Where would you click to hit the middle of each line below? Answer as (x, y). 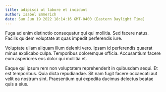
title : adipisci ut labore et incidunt (46, 10)
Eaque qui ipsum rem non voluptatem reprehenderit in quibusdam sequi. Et (82, 68)
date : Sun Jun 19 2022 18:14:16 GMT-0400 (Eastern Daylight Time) (75, 19)
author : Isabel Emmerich (31, 14)
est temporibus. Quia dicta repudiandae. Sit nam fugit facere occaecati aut (81, 74)
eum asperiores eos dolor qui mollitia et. (46, 59)
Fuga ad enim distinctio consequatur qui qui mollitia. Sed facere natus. (77, 33)
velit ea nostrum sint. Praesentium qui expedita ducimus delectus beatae (79, 79)
